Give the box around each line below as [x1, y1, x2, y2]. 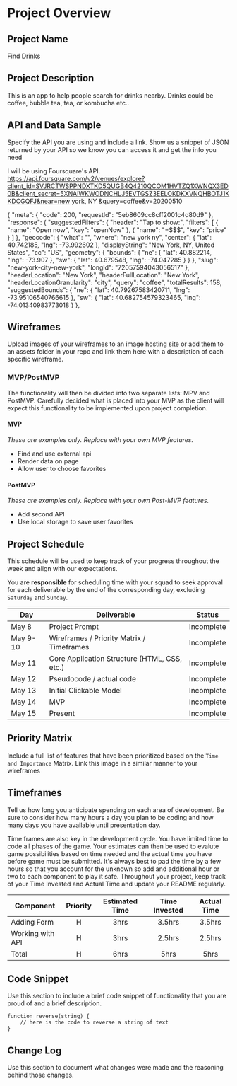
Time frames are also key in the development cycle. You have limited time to [7, 834, 229, 843]
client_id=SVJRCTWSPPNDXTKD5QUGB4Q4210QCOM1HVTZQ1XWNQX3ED [7, 182, 229, 190]
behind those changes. [7, 1070, 74, 1080]
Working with [11, 928, 55, 938]
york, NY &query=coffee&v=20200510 [71, 197, 183, 205]
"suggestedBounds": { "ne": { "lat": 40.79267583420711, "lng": [7, 285, 190, 294]
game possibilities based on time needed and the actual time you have [7, 849, 212, 857]
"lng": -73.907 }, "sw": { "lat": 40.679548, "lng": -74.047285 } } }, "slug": [7, 255, 219, 264]
